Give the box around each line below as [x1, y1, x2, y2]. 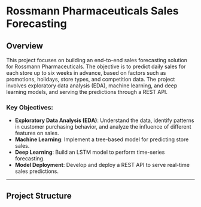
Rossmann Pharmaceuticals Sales [6, 4, 179, 18]
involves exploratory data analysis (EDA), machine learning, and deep [6, 82, 178, 89]
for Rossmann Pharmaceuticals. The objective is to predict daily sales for [6, 63, 186, 70]
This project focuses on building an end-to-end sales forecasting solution [6, 57, 187, 63]
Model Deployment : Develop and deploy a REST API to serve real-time [14, 162, 190, 169]
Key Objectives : [6, 103, 54, 111]
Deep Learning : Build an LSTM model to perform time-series [14, 148, 165, 156]
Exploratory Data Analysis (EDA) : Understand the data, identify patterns [14, 117, 194, 124]
